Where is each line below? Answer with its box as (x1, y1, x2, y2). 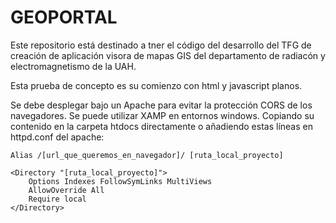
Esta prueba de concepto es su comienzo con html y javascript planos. (10, 79, 303, 91)
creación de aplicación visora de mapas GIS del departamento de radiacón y (10, 49, 326, 61)
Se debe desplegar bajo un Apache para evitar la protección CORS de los (10, 99, 313, 111)
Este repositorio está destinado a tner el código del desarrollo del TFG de (10, 39, 312, 51)
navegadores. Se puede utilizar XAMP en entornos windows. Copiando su (10, 109, 315, 121)
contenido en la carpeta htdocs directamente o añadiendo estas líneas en (10, 120, 313, 132)
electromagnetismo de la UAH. (10, 60, 137, 72)
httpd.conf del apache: (10, 131, 105, 143)
